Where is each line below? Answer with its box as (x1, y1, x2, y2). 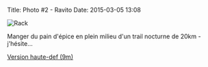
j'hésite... (7, 40, 33, 47)
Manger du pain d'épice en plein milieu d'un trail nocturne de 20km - (7, 32, 201, 40)
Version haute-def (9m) (7, 53, 74, 61)
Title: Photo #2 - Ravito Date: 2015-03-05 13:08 (7, 6, 142, 14)
